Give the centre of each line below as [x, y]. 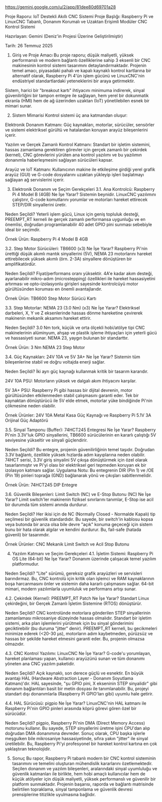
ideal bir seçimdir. [23, 230]
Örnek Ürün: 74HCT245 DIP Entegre [41, 485]
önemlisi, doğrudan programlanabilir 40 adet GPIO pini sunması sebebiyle [79, 224]
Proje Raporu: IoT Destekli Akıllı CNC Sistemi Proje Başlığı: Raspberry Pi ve [79, 16]
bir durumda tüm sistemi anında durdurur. [47, 505]
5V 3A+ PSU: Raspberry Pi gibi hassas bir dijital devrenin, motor [69, 390]
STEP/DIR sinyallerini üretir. [39, 205]
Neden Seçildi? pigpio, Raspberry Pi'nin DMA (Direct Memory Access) [75, 723]
